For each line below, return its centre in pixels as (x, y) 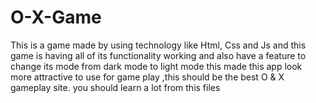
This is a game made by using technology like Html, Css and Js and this (158, 45)
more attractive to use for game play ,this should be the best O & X (147, 77)
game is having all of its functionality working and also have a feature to (158, 55)
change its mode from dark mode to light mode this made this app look (156, 66)
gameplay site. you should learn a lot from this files (115, 87)
